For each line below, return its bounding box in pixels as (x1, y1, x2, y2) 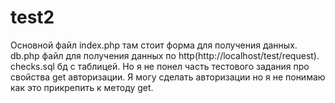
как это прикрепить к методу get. (10, 81, 154, 93)
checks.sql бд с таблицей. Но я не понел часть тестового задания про (10, 60, 310, 72)
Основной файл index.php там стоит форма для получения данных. (10, 39, 298, 51)
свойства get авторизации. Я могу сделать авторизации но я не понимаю (10, 71, 326, 83)
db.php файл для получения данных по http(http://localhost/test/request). (10, 49, 320, 61)
